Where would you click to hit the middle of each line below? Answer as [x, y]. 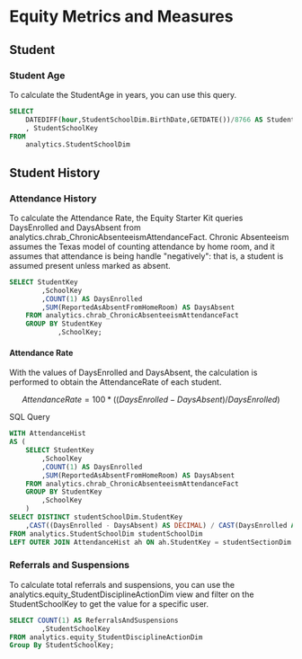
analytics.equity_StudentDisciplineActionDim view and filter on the [132, 594]
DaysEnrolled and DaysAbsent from [75, 227]
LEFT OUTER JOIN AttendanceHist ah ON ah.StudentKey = [114, 542]
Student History [55, 173]
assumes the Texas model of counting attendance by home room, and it [142, 246]
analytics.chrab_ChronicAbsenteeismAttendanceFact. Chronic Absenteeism [149, 236]
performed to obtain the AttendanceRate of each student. [115, 382]
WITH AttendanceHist [48, 433]
